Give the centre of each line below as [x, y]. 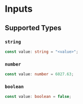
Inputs [19, 9]
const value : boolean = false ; [38, 97]
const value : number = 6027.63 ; [39, 74]
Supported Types [33, 28]
